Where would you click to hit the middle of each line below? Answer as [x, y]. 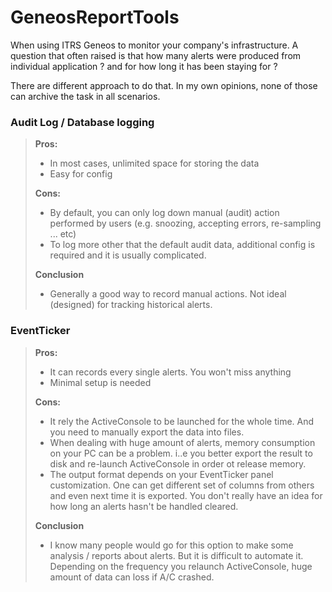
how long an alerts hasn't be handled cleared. [144, 506]
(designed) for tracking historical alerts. [131, 305]
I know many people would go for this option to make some [171, 545]
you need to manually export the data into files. [147, 432]
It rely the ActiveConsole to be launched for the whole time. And [182, 421]
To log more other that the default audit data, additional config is [182, 245]
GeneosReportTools [95, 17]
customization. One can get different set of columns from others [182, 485]
